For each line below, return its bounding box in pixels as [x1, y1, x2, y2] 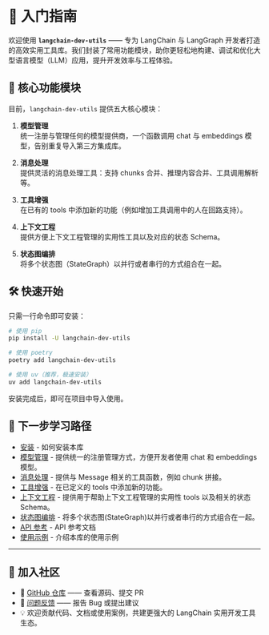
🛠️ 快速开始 [8, 285, 64, 299]
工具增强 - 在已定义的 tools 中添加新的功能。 [19, 482, 167, 492]
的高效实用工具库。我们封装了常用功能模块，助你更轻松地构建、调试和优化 [8, 45, 254, 54]
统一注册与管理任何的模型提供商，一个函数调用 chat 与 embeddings [19, 131, 243, 140]
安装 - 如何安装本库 [19, 442, 84, 452]
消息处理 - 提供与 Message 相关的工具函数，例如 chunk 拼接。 [19, 472, 227, 481]
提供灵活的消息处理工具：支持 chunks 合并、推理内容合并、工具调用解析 [19, 167, 259, 177]
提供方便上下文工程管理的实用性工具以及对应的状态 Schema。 [19, 231, 225, 241]
